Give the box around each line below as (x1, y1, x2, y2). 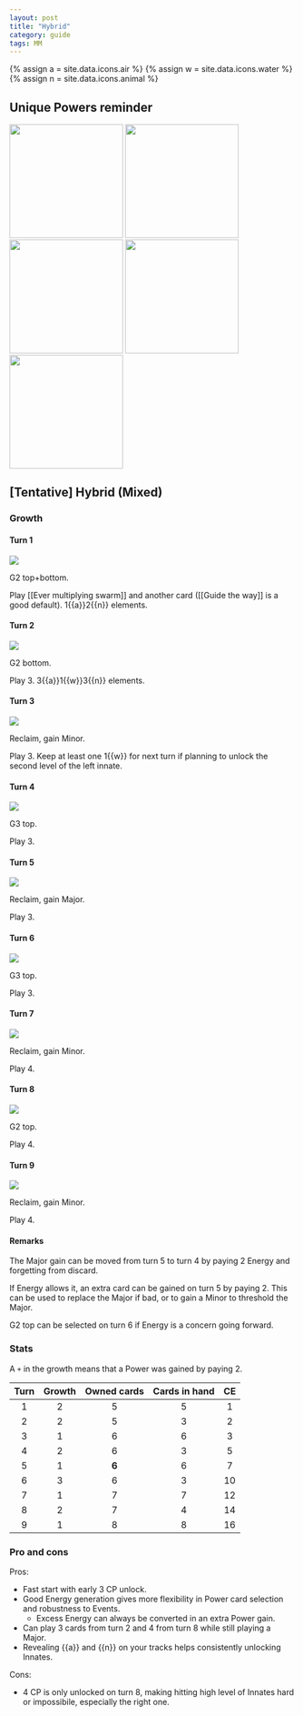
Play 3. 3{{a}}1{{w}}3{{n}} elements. (9, 675, 145, 686)
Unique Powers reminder (9, 99, 153, 115)
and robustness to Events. (22, 1603, 121, 1614)
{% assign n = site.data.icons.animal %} (9, 74, 159, 85)
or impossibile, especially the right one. (22, 1697, 170, 1707)
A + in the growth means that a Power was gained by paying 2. (9, 1363, 243, 1374)
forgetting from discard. (9, 1265, 99, 1276)
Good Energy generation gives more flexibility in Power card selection (22, 1593, 284, 1604)
